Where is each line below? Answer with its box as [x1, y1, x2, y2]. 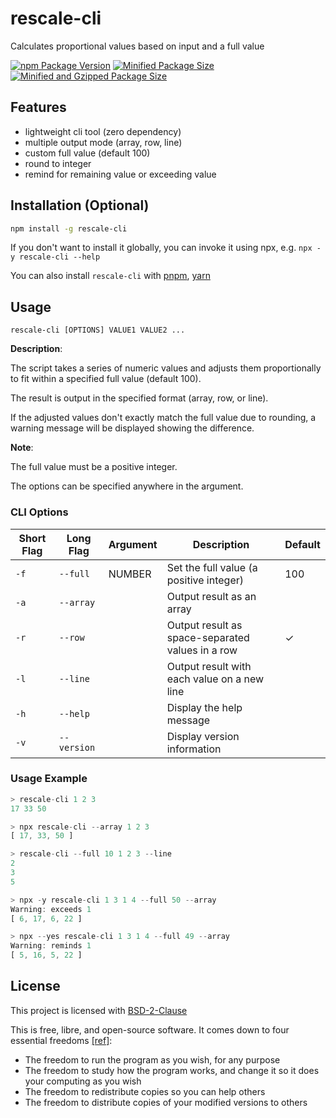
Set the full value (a [166, 560, 258, 574]
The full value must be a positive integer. [10, 461, 178, 473]
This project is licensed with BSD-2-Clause [10, 1004, 188, 1016]
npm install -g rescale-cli [10, 223, 128, 234]
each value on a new [166, 672, 265, 686]
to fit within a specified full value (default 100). [10, 373, 202, 385]
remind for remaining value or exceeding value [24, 168, 217, 180]
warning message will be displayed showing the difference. [10, 422, 255, 434]
